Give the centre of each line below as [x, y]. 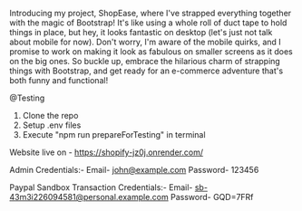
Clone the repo [50, 115]
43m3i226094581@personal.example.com [89, 197]
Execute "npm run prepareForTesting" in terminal [114, 134]
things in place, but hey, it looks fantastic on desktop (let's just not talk [141, 32]
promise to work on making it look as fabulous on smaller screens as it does [151, 52]
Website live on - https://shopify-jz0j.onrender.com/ [107, 152]
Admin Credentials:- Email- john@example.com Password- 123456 [134, 170]
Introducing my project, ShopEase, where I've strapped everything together [151, 13]
